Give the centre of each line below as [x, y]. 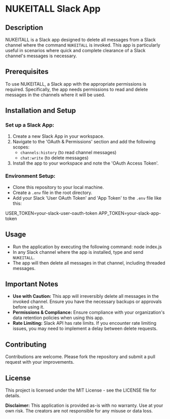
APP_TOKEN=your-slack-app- [130, 213]
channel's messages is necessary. [41, 56]
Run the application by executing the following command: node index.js [87, 247]
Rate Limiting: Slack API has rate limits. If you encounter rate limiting [84, 323]
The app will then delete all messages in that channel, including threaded [89, 263]
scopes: [21, 147]
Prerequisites [27, 72]
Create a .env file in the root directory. [52, 193]
